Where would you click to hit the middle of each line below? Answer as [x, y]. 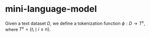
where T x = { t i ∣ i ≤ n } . [28, 29]
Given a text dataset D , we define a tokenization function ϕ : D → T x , [75, 23]
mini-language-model [51, 9]
